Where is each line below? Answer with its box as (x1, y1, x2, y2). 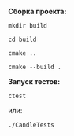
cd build (8, 35, 37, 43)
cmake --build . (8, 63, 61, 71)
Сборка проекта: (8, 7, 67, 16)
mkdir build (8, 22, 47, 30)
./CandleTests (8, 121, 55, 129)
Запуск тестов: (8, 77, 61, 86)
